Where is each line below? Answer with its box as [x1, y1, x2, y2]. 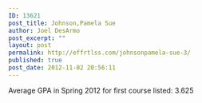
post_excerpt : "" [8, 34, 66, 42]
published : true [8, 57, 62, 65]
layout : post [8, 42, 52, 50]
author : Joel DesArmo [8, 26, 81, 34]
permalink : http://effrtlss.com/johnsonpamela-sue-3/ [8, 49, 192, 57]
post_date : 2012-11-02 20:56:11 [8, 64, 116, 72]
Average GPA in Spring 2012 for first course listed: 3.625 [8, 85, 194, 95]
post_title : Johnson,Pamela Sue [8, 19, 116, 27]
